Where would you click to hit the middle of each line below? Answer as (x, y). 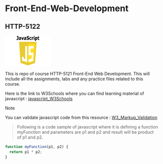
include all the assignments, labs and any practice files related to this (74, 79)
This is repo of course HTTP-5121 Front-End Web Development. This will (77, 74)
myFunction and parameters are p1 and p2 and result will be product (85, 132)
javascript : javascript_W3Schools (39, 99)
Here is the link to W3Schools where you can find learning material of (75, 93)
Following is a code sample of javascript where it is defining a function (87, 127)
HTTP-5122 (23, 27)
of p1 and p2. (30, 137)
